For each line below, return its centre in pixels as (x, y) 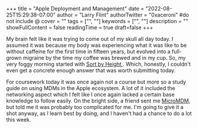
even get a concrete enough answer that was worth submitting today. (91, 70)
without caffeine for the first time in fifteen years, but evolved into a (88, 52)
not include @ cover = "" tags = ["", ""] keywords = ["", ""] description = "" (97, 21)
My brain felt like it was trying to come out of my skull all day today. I (90, 39)
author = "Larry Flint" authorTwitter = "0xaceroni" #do (123, 15)
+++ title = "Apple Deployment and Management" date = (75, 9)
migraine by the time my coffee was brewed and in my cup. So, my (104, 58)
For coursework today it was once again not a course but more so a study (96, 82)
